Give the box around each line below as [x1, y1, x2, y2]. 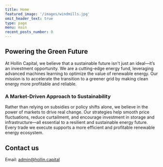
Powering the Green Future [5, 47, 88, 56]
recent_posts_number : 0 [5, 30, 53, 34]
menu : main [5, 25, 27, 30]
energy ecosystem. [5, 130, 44, 136]
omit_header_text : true [5, 16, 53, 21]
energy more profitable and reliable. [5, 81, 77, 87]
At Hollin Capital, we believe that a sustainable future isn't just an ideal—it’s [5, 60, 155, 66]
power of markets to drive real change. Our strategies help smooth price [5, 109, 149, 115]
